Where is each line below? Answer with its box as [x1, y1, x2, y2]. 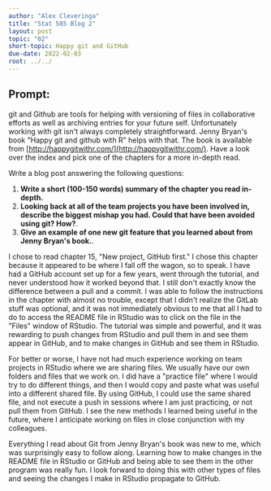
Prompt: [8, 87, 50, 102]
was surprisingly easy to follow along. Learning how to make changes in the [8, 447, 262, 457]
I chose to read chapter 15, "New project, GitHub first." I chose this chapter [8, 252, 258, 261]
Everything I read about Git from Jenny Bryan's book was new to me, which [8, 439, 261, 449]
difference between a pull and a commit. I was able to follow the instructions [8, 286, 264, 296]
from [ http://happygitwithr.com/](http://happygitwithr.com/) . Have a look [8, 143, 250, 153]
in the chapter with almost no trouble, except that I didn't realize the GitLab [8, 295, 258, 305]
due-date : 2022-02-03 [8, 50, 82, 58]
